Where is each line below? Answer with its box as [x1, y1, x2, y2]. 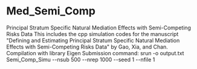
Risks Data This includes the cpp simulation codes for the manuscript [6, 30, 179, 37]
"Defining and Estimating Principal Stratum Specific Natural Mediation [6, 37, 180, 44]
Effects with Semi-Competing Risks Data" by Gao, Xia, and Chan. [6, 43, 168, 50]
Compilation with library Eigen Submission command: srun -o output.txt [6, 49, 184, 56]
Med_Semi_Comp [6, 4, 95, 18]
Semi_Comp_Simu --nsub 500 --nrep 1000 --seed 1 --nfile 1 [6, 56, 155, 63]
